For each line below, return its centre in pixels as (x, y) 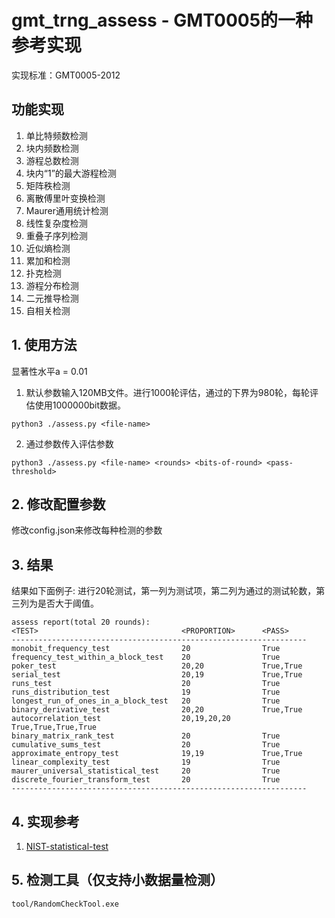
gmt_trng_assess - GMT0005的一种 (162, 20)
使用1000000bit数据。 (80, 405)
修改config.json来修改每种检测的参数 (87, 530)
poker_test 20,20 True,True (157, 666)
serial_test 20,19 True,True (157, 675)
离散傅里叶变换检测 (65, 198)
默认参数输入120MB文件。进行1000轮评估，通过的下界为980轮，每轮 (168, 392)
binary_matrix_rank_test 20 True (146, 736)
